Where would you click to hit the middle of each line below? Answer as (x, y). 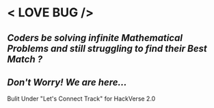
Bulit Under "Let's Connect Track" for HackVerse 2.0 (81, 99)
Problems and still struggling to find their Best (107, 48)
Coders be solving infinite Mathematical (95, 38)
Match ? (25, 59)
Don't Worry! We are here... (67, 82)
